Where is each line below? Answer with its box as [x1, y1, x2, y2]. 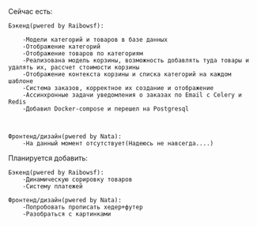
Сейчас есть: [8, 7, 53, 16]
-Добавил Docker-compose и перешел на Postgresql [22, 105, 190, 113]
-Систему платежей [22, 183, 83, 190]
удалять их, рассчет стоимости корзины [8, 63, 140, 71]
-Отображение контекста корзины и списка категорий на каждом [22, 70, 232, 78]
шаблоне [8, 77, 34, 85]
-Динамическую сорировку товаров [22, 175, 133, 183]
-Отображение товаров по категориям [22, 50, 144, 58]
